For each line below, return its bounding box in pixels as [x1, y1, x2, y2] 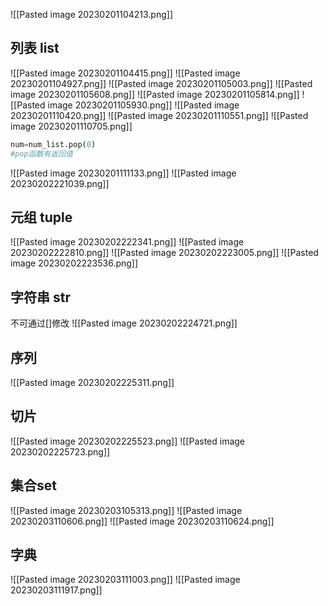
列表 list [10, 40, 60, 57]
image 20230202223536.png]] [10, 257, 139, 269]
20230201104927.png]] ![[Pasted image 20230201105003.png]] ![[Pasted [10, 77, 313, 89]
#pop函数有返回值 [10, 149, 73, 159]
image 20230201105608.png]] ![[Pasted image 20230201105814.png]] [10, 88, 300, 100]
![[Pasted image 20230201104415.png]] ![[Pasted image [10, 67, 241, 79]
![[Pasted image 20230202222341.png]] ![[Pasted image [10, 236, 245, 248]
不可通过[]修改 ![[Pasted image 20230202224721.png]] [10, 317, 238, 329]
